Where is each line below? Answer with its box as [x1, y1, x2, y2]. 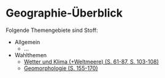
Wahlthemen [14, 51, 47, 58]
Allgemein [14, 38, 40, 45]
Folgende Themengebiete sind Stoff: [6, 26, 99, 34]
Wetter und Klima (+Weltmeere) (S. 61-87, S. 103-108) [23, 58, 159, 65]
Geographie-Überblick [6, 6, 123, 20]
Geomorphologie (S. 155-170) [23, 64, 98, 72]
